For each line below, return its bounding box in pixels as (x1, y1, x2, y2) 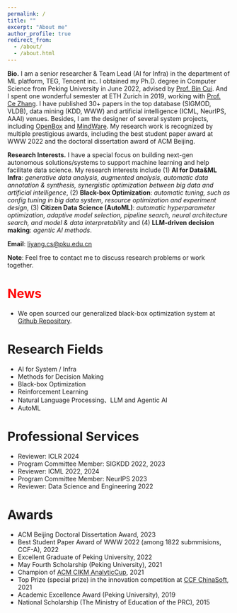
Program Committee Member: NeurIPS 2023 (17, 474, 147, 483)
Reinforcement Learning (17, 387, 88, 396)
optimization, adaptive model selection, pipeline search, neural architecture (7, 210, 228, 219)
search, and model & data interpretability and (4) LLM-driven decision (7, 218, 214, 227)
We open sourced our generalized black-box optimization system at (17, 309, 216, 317)
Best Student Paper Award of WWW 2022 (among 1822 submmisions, (17, 537, 221, 546)
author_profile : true (7, 30, 71, 38)
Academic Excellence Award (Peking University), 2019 (17, 590, 176, 599)
